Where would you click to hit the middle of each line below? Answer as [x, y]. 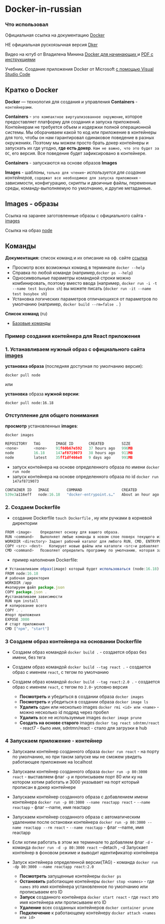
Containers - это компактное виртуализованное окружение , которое [74, 116]
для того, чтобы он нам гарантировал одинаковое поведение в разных [80, 138]
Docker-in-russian [43, 9]
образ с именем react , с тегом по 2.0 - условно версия [70, 687]
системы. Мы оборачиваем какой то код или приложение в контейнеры [81, 132]
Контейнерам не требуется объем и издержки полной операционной [78, 127]
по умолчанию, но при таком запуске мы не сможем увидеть [77, 757]
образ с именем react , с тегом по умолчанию [60, 672]
